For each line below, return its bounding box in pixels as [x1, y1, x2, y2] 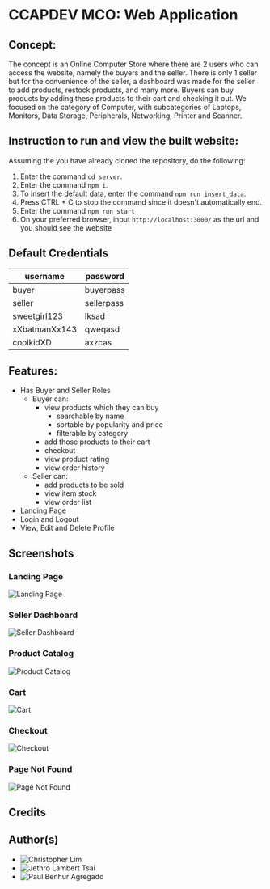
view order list [44, 497, 92, 507]
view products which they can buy [44, 403, 159, 413]
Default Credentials [8, 247, 109, 260]
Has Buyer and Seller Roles [19, 386, 111, 396]
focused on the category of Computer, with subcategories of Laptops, [8, 103, 242, 112]
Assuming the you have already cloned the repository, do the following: [8, 155, 246, 165]
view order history [44, 463, 105, 472]
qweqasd [84, 324, 120, 335]
